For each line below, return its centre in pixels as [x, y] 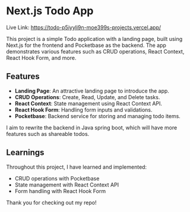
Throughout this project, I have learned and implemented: [77, 167]
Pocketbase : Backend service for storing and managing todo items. [98, 116]
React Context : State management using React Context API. [88, 103]
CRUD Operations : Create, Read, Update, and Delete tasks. [87, 97]
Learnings [25, 153]
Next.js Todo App [50, 11]
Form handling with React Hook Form [60, 191]
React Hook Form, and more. [41, 58]
